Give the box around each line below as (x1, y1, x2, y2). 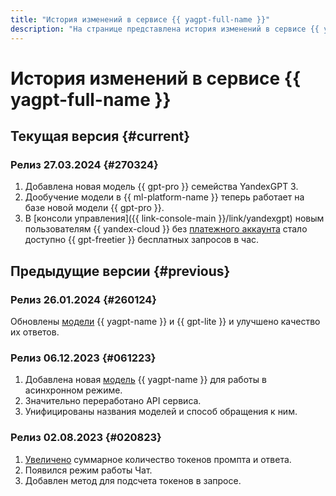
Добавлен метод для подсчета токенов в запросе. (24, 474, 242, 486)
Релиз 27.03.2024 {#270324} (10, 158, 159, 171)
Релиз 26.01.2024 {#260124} (10, 292, 158, 306)
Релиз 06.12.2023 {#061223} (10, 351, 157, 365)
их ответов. (10, 326, 60, 338)
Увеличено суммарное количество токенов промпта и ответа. (24, 453, 292, 465)
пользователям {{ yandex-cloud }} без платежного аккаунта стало (24, 223, 308, 235)
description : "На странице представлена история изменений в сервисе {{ (10, 24, 320, 34)
